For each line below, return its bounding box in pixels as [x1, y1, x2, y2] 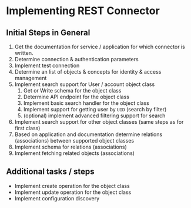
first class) [14, 125, 41, 131]
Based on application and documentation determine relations [14, 131, 163, 138]
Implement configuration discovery [14, 194, 100, 202]
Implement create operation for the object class [14, 182, 130, 189]
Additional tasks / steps [6, 167, 95, 177]
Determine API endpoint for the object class [23, 93, 129, 100]
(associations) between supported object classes [14, 137, 134, 144]
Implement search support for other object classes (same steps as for [14, 118, 184, 125]
